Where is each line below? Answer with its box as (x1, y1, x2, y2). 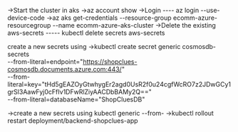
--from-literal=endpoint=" (7, 57, 83, 66)
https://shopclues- (83, 57, 138, 66)
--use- (200, 6, 220, 14)
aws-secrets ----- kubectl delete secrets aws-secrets (7, 28, 165, 37)
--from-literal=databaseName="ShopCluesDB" (7, 95, 145, 104)
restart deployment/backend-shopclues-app (7, 116, 138, 125)
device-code (7, 13, 45, 22)
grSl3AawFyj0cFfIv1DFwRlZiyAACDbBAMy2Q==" (7, 88, 152, 96)
